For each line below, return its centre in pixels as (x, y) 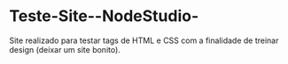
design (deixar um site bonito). (65, 49)
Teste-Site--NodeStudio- (104, 16)
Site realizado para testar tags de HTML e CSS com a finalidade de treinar (144, 40)
